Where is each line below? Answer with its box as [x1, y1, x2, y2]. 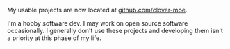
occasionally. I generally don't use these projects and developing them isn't [7, 27, 224, 35]
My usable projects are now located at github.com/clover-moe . [7, 6, 188, 14]
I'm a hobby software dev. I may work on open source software [7, 19, 188, 27]
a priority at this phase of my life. [7, 34, 102, 42]
